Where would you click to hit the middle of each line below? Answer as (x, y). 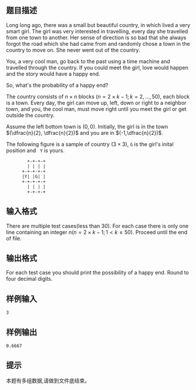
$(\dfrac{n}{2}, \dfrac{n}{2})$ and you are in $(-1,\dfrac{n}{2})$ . (85, 133)
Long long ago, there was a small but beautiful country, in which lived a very (98, 25)
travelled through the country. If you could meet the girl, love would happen (97, 67)
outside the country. (30, 115)
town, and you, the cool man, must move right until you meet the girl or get (96, 109)
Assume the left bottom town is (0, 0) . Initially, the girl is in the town (87, 126)
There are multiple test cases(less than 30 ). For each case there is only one (97, 226)
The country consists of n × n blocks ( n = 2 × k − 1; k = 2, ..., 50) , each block (98, 96)
